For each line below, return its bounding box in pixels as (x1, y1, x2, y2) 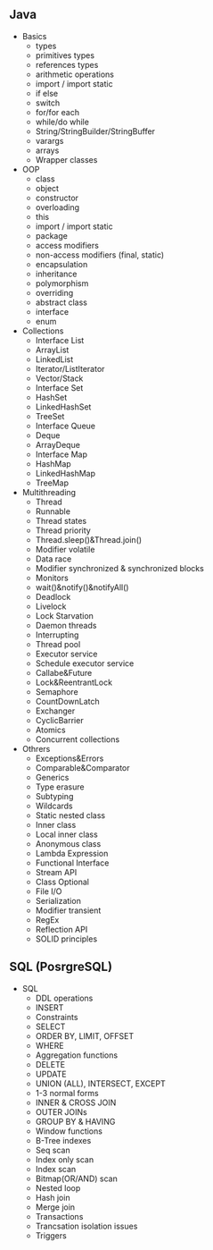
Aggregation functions (35, 1050, 119, 1060)
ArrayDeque (35, 439, 80, 450)
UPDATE (35, 1068, 67, 1079)
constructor (35, 192, 78, 203)
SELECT (35, 1021, 66, 1032)
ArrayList (35, 344, 70, 355)
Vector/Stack (35, 373, 84, 384)
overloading (35, 201, 80, 213)
